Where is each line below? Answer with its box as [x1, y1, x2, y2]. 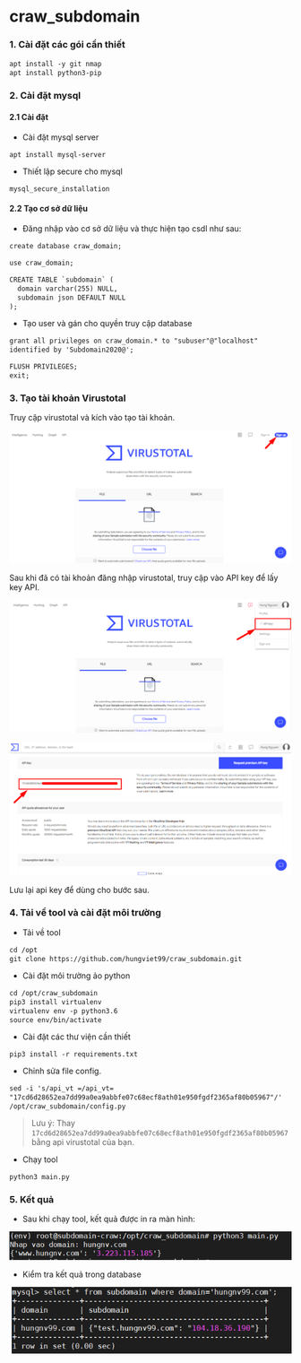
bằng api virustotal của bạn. [30, 1136, 134, 1147]
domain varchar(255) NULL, [17, 284, 118, 293]
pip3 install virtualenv [9, 997, 102, 1006]
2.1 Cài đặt [9, 112, 49, 122]
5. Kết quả [9, 1193, 55, 1205]
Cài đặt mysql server [21, 132, 99, 143]
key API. [9, 582, 40, 593]
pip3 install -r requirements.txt [9, 1049, 139, 1059]
